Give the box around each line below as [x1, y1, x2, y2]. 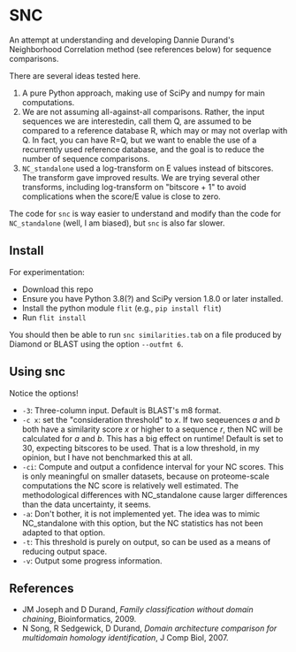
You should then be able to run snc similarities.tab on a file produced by [9, 329, 282, 340]
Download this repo [21, 284, 94, 295]
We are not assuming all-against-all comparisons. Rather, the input [21, 106, 265, 117]
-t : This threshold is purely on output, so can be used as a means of [21, 536, 271, 547]
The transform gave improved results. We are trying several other [21, 172, 261, 182]
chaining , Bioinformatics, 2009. [21, 614, 137, 625]
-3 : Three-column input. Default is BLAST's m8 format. [21, 404, 222, 416]
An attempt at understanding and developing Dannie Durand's [9, 35, 235, 45]
